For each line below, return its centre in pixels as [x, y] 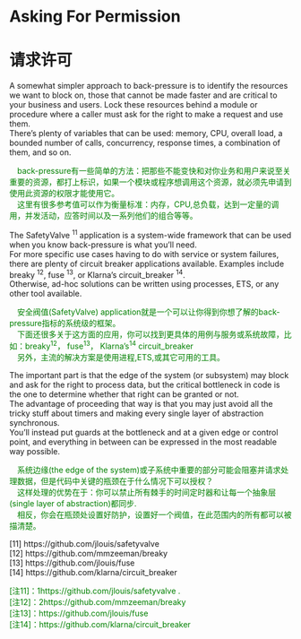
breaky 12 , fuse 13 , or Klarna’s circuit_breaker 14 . [97, 273]
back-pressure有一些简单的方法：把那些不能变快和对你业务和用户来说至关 [154, 171]
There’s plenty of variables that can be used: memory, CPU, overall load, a [146, 134]
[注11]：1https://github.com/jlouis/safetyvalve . [95, 591]
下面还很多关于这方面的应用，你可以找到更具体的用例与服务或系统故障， [150, 334]
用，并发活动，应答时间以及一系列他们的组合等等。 [103, 216]
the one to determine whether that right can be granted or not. [124, 394]
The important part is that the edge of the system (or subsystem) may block [149, 376]
